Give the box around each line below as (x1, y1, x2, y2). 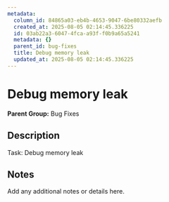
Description (7, 130, 60, 142)
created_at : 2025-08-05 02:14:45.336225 (13, 23, 134, 30)
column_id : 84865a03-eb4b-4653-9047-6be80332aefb (13, 17, 162, 24)
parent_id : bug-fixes (13, 43, 77, 50)
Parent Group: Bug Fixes (7, 109, 80, 118)
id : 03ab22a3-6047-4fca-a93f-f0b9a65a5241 (13, 29, 140, 37)
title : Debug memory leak (13, 50, 90, 57)
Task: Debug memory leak (7, 148, 84, 156)
